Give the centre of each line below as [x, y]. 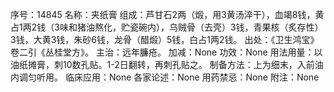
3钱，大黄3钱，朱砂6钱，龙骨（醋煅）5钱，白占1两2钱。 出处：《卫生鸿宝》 [165, 39]
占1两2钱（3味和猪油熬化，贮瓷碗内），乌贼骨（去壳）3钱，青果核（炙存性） [167, 27]
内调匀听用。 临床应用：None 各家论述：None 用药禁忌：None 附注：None [165, 77]
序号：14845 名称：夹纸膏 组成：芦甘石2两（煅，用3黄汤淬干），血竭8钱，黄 [167, 14]
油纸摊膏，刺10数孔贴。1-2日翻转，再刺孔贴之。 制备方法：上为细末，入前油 [167, 64]
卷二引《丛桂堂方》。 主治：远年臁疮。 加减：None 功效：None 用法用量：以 [166, 52]
